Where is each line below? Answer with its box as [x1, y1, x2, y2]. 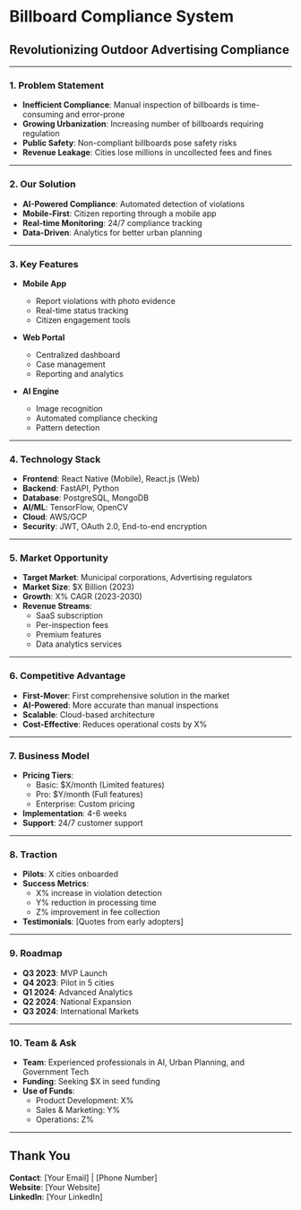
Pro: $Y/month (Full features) [35, 789, 143, 800]
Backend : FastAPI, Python [21, 483, 119, 494]
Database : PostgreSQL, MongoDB [21, 492, 150, 503]
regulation [21, 128, 60, 139]
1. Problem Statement [9, 79, 105, 91]
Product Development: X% [35, 1094, 134, 1105]
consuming [21, 109, 64, 120]
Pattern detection [35, 422, 100, 432]
